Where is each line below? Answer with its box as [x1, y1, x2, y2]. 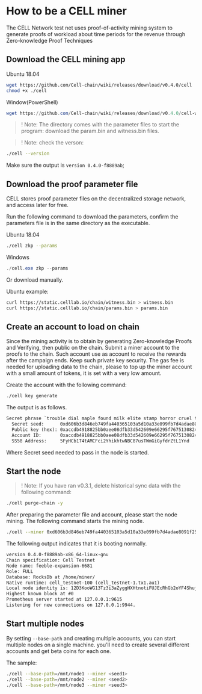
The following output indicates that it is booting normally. [6, 540, 147, 547]
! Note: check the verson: [20, 139, 84, 146]
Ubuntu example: [6, 288, 49, 295]
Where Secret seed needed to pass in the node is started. [6, 448, 149, 456]
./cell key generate [6, 393, 58, 399]
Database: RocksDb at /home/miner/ [6, 574, 96, 580]
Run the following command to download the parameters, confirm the [6, 213, 179, 220]
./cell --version [6, 150, 50, 157]
